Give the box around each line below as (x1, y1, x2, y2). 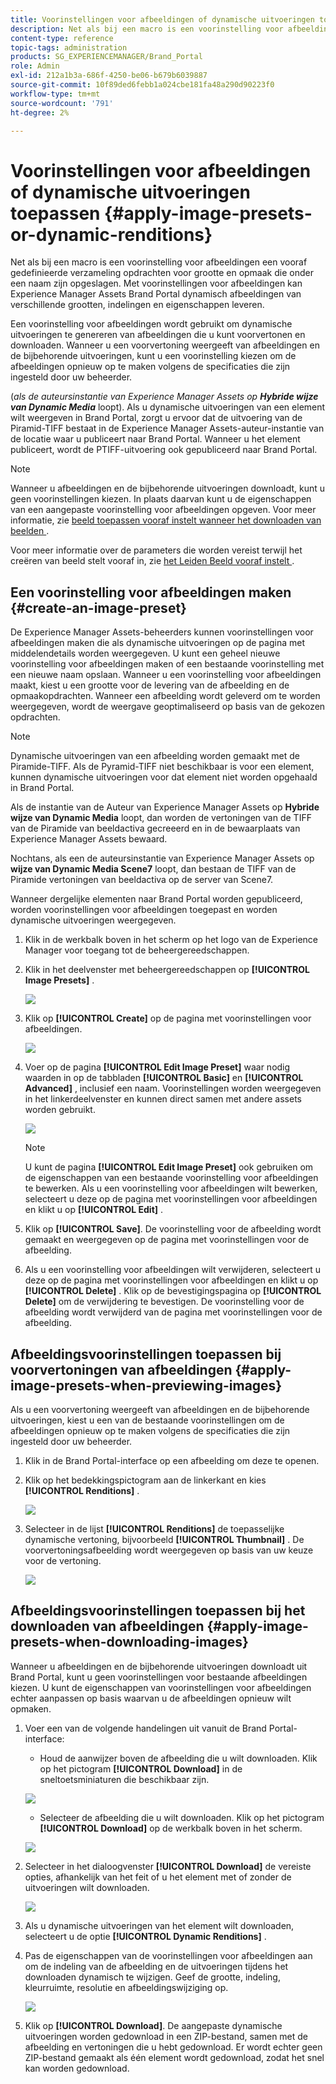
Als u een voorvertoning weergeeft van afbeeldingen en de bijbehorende (10, 1403, 310, 1415)
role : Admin (10, 61, 60, 71)
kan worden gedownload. (24, 2062, 130, 2074)
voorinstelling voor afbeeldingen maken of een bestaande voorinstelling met (10, 658, 325, 670)
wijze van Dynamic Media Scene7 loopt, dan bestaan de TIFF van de (10, 863, 297, 875)
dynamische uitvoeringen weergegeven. (10, 914, 177, 926)
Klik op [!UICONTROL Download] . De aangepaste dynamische (24, 2019, 283, 2031)
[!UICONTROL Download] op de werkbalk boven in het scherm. (39, 1822, 303, 1834)
